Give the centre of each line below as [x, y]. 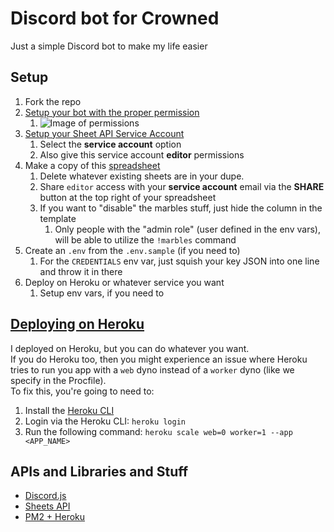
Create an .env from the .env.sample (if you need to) [132, 250]
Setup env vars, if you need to [102, 293]
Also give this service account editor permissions [142, 154]
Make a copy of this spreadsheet [92, 165]
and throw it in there [81, 271]
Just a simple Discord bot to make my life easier [109, 46]
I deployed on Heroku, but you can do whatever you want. [130, 348]
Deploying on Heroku [77, 324]
